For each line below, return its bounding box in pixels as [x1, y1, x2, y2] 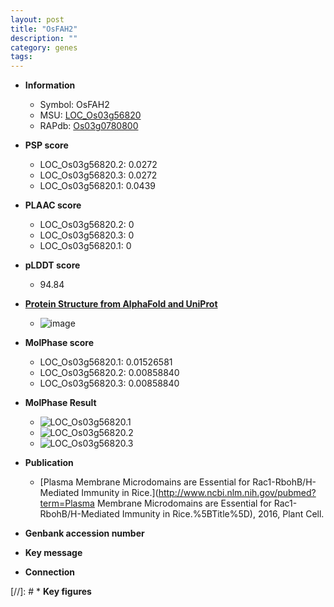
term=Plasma [39, 497, 95, 510]
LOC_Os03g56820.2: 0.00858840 [39, 367, 180, 379]
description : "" [10, 33, 78, 43]
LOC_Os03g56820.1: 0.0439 [39, 180, 156, 192]
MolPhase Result [24, 397, 97, 409]
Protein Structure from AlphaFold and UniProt [24, 298, 218, 310]
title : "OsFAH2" [10, 24, 78, 34]
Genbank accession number [24, 527, 145, 540]
